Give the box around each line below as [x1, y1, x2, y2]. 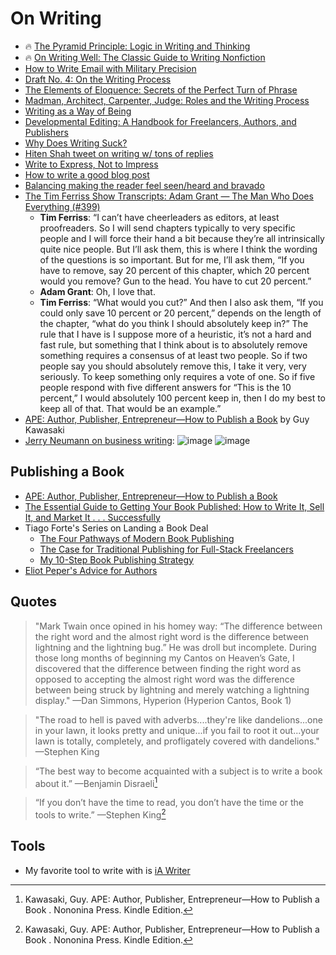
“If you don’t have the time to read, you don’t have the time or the [34, 797, 304, 809]
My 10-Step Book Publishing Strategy [39, 553, 194, 566]
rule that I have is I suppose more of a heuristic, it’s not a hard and [39, 328, 312, 340]
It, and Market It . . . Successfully [24, 511, 161, 523]
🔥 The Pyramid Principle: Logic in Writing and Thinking [24, 40, 251, 52]
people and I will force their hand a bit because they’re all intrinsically [39, 232, 325, 244]
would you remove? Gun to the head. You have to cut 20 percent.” [39, 275, 312, 287]
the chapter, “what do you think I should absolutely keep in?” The [39, 317, 309, 329]
